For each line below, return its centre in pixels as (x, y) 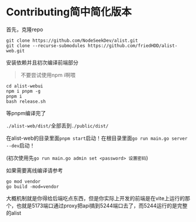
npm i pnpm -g (24, 91)
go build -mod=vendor (33, 186)
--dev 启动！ (21, 145)
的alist (14, 213)
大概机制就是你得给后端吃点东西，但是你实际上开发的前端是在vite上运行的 (96, 198)
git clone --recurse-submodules (46, 46)
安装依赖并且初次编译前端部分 (42, 62)
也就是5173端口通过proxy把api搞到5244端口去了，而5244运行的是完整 (102, 206)
